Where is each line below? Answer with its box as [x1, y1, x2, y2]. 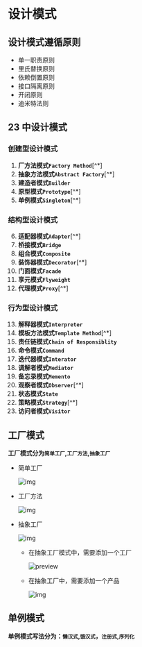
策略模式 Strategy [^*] [17, 398, 78, 407]
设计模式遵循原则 [8, 36, 81, 48]
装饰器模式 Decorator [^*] [17, 258, 87, 266]
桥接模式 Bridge [17, 240, 62, 249]
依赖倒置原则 [17, 74, 55, 81]
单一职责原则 [17, 56, 55, 64]
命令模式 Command [17, 346, 64, 355]
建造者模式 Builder [17, 178, 71, 187]
